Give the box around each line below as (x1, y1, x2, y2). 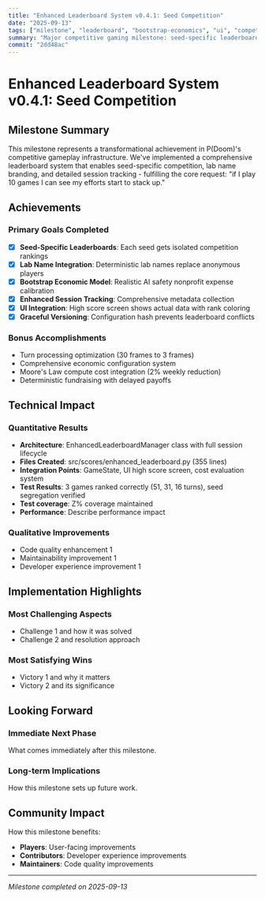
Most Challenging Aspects (8, 608, 112, 619)
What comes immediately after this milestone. (8, 746, 157, 755)
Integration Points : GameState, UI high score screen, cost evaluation (19, 466, 244, 475)
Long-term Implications (8, 765, 101, 776)
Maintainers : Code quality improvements (19, 859, 154, 869)
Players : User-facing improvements (19, 843, 136, 852)
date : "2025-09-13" (8, 19, 73, 27)
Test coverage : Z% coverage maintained (19, 499, 154, 508)
